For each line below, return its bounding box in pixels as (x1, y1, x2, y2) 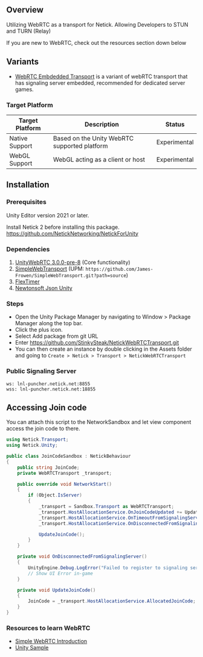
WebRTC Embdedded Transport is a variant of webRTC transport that (14, 73, 188, 80)
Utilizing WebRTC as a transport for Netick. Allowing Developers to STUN (6, 21, 188, 28)
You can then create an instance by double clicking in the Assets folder (14, 345, 192, 353)
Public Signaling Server (6, 367, 77, 375)
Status (165, 120, 185, 128)
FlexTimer (14, 278, 40, 285)
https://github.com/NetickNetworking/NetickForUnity (6, 229, 139, 237)
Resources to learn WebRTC (6, 624, 91, 632)
